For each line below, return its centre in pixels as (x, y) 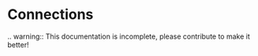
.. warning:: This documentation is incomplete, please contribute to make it (129, 36)
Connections (50, 15)
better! (18, 44)
